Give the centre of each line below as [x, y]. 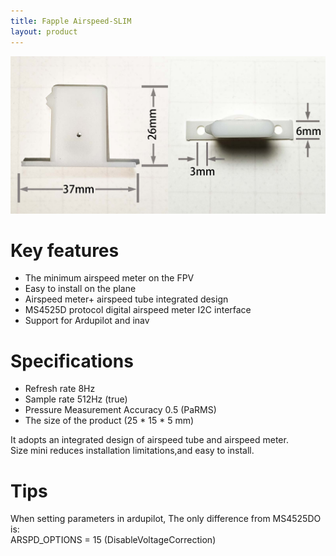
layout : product [44, 31]
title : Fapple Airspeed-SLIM [71, 21]
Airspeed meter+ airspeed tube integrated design [126, 299]
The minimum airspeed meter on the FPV [109, 278]
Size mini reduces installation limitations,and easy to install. [132, 451]
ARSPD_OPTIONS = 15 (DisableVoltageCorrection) [113, 540]
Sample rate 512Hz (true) [76, 399]
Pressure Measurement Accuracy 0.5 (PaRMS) [120, 410]
